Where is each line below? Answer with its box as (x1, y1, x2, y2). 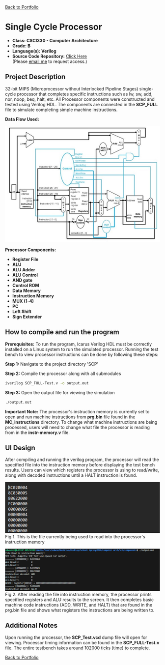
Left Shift (12, 309, 32, 315)
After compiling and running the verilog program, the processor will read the (5, 457, 159, 463)
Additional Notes (5, 621, 58, 630)
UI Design (5, 444, 35, 452)
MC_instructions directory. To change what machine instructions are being (5, 419, 158, 425)
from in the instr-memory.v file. (5, 430, 70, 435)
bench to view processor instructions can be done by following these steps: (5, 351, 159, 357)
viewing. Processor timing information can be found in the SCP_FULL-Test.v (5, 639, 160, 645)
